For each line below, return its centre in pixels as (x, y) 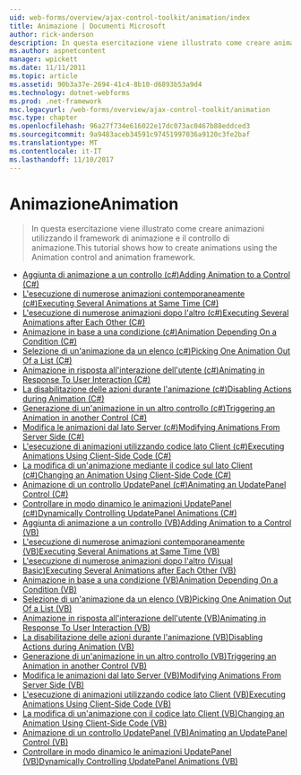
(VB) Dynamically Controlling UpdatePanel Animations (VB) (130, 762)
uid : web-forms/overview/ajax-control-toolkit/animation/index (130, 18)
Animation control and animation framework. (113, 258)
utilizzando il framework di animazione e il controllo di (130, 238)
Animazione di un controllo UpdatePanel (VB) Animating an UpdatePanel (155, 733)
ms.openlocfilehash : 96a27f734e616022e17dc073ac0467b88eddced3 (130, 127)
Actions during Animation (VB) (78, 647)
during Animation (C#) (63, 399)
